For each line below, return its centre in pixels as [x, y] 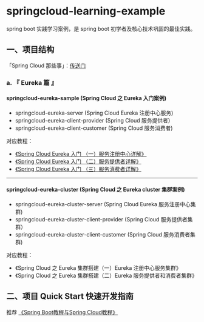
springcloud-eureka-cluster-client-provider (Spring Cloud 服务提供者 [101, 220]
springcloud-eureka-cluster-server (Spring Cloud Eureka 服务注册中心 [103, 204]
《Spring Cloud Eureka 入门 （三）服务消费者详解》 [78, 169]
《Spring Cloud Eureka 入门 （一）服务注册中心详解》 [81, 153]
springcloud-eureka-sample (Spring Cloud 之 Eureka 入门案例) [87, 98]
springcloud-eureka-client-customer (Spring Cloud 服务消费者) [94, 128]
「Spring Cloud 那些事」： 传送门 [46, 65]
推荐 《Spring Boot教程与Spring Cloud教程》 [62, 312]
